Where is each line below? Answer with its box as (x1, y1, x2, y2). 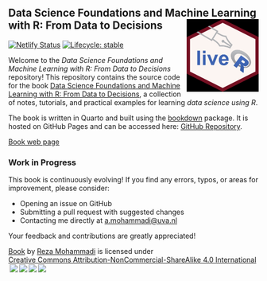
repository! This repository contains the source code (8, 72, 180, 82)
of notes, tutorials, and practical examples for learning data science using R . (8, 97, 258, 107)
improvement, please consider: (8, 183, 110, 193)
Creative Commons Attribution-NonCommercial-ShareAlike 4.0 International (8, 255, 257, 265)
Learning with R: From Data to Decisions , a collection (8, 89, 181, 99)
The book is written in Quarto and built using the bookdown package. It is (8, 113, 249, 123)
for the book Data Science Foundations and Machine (8, 80, 180, 90)
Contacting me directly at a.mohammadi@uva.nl (19, 216, 177, 225)
